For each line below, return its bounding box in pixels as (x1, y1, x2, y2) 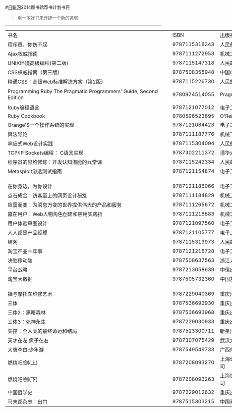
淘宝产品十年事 (7, 248, 43, 255)
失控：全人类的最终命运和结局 (7, 328, 78, 334)
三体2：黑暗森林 (7, 309, 46, 316)
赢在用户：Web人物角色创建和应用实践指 (7, 211, 103, 217)
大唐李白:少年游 (7, 346, 44, 353)
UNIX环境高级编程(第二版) (7, 60, 68, 66)
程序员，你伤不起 (7, 41, 48, 48)
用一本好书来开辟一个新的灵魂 (17, 15, 78, 21)
